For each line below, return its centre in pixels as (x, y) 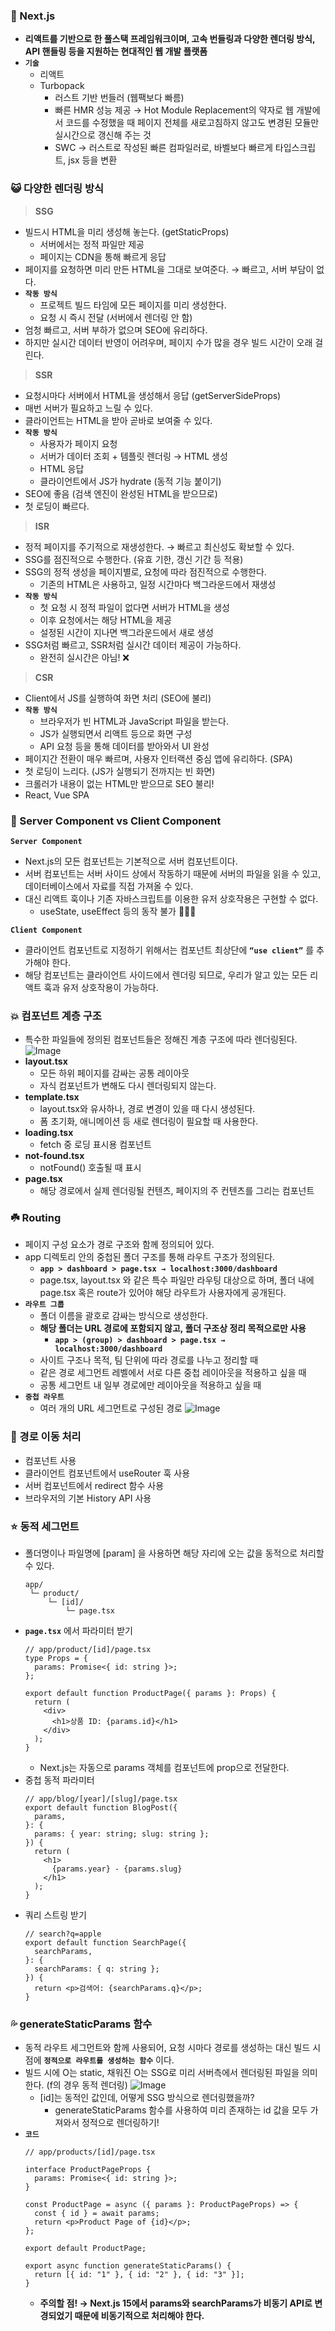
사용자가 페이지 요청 (78, 443)
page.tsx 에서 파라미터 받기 (78, 1631)
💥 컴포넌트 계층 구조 (56, 1016)
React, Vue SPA (57, 795)
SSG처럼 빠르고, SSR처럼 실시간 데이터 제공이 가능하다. (133, 645)
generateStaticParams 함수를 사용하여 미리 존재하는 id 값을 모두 (181, 2110)
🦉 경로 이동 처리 (46, 1437)
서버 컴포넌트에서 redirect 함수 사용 (94, 1485)
